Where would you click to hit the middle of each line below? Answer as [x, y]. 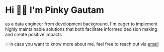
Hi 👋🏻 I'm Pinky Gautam [55, 10]
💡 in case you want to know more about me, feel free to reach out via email [82, 44]
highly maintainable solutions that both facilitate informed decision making [81, 29]
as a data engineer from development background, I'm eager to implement [81, 24]
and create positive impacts [34, 34]
